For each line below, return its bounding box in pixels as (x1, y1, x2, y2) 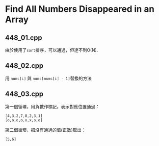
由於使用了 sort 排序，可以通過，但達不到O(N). (5, 47, 98, 53)
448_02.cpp (5, 61, 44, 70)
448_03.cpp (5, 90, 44, 98)
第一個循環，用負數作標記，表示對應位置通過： (5, 103, 100, 109)
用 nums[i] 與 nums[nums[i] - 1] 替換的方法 (5, 75, 92, 81)
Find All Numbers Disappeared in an (5, 3, 155, 15)
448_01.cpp (5, 33, 43, 42)
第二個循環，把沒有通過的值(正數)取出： (5, 127, 86, 133)
